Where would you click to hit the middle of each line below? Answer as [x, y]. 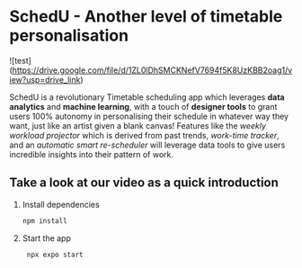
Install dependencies [61, 204]
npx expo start [55, 255]
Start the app [47, 238]
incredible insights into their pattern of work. [91, 154]
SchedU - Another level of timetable [146, 17]
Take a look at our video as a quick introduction [144, 183]
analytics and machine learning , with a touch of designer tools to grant [143, 106]
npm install [44, 221]
